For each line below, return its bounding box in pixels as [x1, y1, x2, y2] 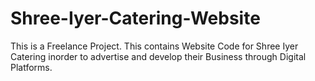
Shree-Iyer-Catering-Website [10, 7, 261, 30]
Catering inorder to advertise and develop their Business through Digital [10, 50, 307, 62]
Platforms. [10, 61, 53, 73]
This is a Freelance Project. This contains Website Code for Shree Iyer [10, 40, 299, 52]
